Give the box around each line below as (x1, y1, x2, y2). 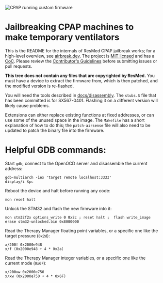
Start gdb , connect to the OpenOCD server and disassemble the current (5, 160, 147, 166)
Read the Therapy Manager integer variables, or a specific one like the (5, 255, 146, 261)
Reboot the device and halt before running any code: (5, 188, 111, 193)
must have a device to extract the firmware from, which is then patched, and (5, 78, 158, 83)
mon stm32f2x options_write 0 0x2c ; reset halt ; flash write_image (5, 215, 151, 220)
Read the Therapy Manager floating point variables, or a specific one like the (5, 228, 158, 234)
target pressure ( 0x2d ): (5, 233, 50, 238)
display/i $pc (5, 179, 34, 184)
